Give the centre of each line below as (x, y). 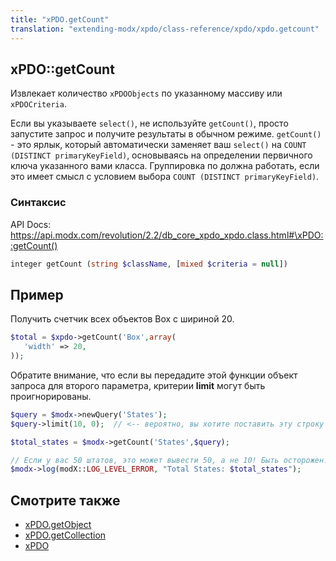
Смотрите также (65, 500)
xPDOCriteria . (38, 104)
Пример (37, 294)
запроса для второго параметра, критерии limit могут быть (138, 385)
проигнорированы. (51, 396)
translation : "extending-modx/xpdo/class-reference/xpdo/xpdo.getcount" (165, 29)
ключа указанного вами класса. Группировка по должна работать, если (165, 166)
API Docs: (31, 224)
